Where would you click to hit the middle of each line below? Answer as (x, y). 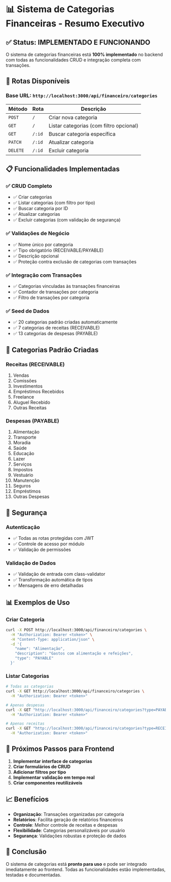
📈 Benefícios (27, 799)
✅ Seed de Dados (28, 311)
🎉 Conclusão (26, 852)
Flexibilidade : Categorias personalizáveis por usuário (69, 830)
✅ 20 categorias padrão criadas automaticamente (65, 322)
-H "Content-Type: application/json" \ (53, 639)
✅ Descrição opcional (36, 256)
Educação (24, 453)
